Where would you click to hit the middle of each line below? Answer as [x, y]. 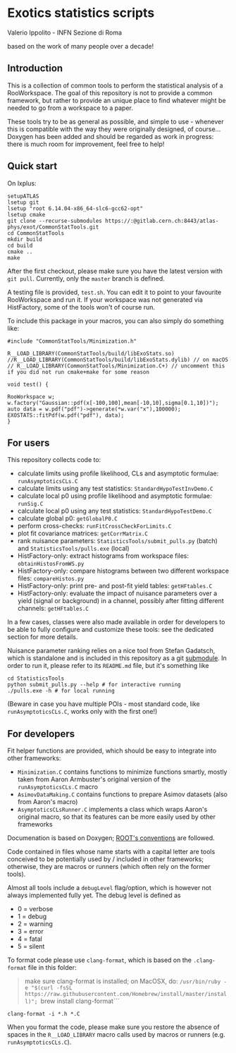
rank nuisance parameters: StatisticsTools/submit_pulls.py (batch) [118, 541]
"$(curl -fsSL [52, 988]
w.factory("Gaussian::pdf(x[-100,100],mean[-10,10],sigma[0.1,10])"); [113, 403]
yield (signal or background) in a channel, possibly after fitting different [120, 601]
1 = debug [32, 917]
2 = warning [35, 924]
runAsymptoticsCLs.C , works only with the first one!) [82, 712]
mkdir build [25, 239]
